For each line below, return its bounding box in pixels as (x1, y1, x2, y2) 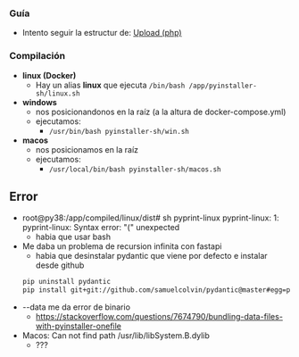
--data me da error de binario (21, 302, 131, 312)
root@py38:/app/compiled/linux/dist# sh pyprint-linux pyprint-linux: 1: (21, 212, 279, 223)
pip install (21, 286, 67, 295)
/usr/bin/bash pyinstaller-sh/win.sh (48, 127, 189, 136)
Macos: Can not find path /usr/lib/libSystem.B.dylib (21, 330, 210, 341)
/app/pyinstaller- (188, 81, 257, 90)
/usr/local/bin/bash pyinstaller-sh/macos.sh (48, 164, 221, 174)
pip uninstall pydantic (21, 278, 112, 286)
